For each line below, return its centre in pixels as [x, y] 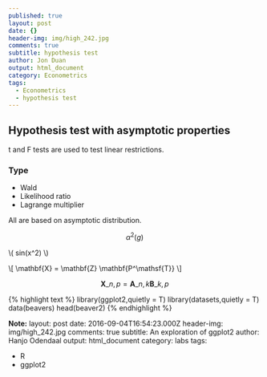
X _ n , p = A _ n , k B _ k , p [135, 284]
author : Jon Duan [37, 61]
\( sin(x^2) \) [29, 253]
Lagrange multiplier [52, 205]
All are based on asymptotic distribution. [75, 221]
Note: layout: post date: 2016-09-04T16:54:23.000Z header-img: [116, 324]
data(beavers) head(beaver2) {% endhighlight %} [90, 308]
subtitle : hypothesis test [53, 53]
